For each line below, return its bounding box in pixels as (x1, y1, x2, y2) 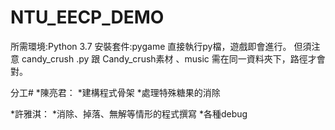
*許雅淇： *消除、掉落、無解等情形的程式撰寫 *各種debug (10, 107, 248, 120)
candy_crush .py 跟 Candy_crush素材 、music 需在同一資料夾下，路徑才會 (21, 52, 326, 65)
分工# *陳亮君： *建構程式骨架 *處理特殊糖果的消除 (10, 86, 221, 98)
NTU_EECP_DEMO (10, 6, 165, 29)
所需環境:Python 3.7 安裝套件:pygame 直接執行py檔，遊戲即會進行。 (10, 40, 292, 52)
